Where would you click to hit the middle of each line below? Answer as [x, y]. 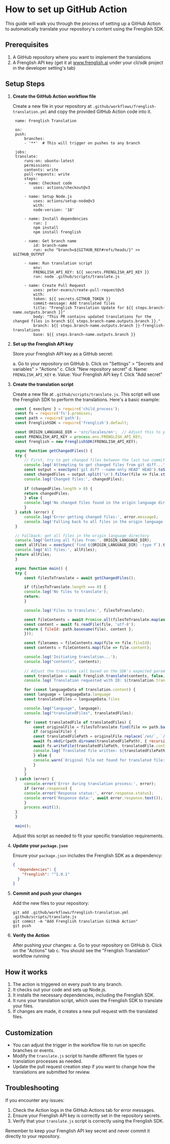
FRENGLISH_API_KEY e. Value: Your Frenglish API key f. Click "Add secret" [88, 374]
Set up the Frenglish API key [43, 344]
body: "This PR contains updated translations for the [92, 316]
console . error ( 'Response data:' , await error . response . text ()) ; [94, 798]
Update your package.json [40, 845]
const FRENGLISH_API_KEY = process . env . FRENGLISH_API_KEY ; [79, 437]
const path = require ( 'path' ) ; [48, 418]
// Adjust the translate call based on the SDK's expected [88, 671]
